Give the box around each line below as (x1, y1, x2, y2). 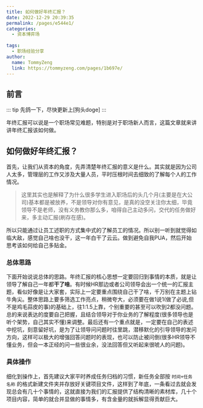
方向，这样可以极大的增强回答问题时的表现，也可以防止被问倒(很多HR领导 (6, 334, 190, 341)
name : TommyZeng (11, 59, 53, 65)
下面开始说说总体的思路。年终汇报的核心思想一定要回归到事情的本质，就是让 (6, 273, 197, 280)
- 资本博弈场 (11, 31, 40, 37)
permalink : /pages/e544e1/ (6, 20, 74, 26)
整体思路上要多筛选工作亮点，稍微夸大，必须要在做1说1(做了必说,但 (27, 296, 195, 303)
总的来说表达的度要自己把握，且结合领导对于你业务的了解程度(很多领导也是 (6, 311, 194, 318)
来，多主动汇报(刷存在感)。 (21, 214, 89, 221)
